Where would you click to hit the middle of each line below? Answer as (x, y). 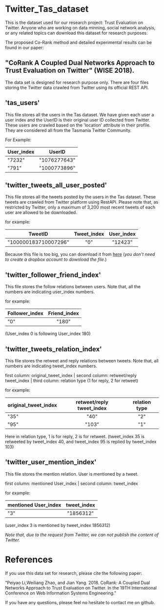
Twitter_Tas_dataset (47, 9)
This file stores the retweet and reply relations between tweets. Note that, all (82, 361)
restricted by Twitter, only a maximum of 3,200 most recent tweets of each (80, 207)
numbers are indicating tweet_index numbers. (51, 366)
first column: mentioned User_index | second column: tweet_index (72, 483)
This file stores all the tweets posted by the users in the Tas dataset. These (81, 197)
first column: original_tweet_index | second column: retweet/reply (71, 375)
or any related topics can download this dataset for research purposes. (76, 33)
